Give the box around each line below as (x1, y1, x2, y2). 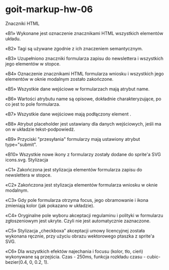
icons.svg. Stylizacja (5, 157, 48, 163)
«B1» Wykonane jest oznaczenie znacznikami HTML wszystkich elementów (5, 30, 164, 36)
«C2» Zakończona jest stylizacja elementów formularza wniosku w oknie (5, 182, 158, 188)
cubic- (147, 253, 161, 260)
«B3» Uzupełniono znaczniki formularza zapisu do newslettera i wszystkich (5, 55, 164, 62)
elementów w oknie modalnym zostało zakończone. (5, 76, 114, 82)
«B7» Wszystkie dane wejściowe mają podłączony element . (5, 111, 131, 117)
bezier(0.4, (5, 259, 29, 265)
